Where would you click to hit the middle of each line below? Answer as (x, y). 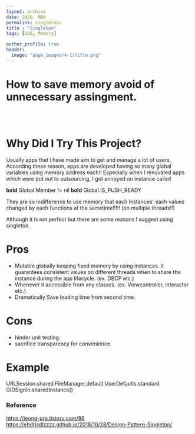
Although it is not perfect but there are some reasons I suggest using (90, 219)
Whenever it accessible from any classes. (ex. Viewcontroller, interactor (102, 285)
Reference (21, 405)
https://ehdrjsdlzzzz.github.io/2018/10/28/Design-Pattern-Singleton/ (89, 424)
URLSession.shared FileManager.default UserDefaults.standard (83, 384)
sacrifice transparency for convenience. (63, 344)
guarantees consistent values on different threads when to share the (97, 272)
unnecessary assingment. (72, 97)
